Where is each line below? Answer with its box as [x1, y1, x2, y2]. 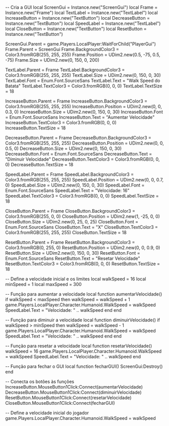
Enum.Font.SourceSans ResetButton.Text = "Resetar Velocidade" [5, 255, 140, 261]
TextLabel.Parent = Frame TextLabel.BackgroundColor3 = [5, 67, 125, 73]
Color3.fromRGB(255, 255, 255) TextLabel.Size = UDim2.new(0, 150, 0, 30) [5, 72, 161, 78]
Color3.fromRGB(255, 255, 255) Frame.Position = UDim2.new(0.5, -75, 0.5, [5, 52, 160, 58]
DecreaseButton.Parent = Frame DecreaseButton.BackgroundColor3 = [5, 135, 151, 140]
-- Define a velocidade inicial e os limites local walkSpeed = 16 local [5, 276, 146, 282]
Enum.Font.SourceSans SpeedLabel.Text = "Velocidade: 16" [5, 187, 130, 194]
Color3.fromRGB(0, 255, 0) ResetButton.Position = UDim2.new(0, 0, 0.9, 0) [5, 245, 160, 251]
